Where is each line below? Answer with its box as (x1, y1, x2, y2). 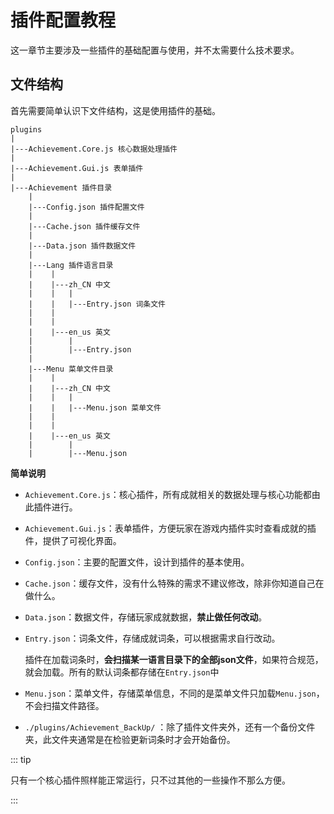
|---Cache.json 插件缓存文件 (28, 221, 141, 231)
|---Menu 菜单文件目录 (28, 364, 114, 374)
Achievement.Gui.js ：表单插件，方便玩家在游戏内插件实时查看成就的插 (24, 522, 317, 534)
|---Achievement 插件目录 (10, 182, 113, 193)
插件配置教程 (10, 9, 117, 32)
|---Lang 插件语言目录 (28, 260, 114, 270)
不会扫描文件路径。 (24, 699, 105, 711)
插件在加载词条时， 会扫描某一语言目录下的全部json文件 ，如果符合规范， (24, 653, 324, 665)
